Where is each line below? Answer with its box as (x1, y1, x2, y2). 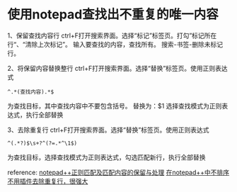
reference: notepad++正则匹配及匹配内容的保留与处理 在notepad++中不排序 (7, 168, 230, 176)
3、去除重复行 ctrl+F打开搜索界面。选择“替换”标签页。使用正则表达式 (7, 125, 209, 134)
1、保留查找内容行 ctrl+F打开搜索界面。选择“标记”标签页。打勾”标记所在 (7, 31, 217, 40)
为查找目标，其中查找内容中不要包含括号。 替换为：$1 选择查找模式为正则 (7, 101, 222, 110)
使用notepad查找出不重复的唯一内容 (7, 6, 219, 23)
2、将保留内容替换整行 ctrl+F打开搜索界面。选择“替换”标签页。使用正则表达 (7, 64, 228, 72)
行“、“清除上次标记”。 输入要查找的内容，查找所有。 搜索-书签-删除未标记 (7, 40, 224, 48)
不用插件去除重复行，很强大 (7, 176, 88, 185)
